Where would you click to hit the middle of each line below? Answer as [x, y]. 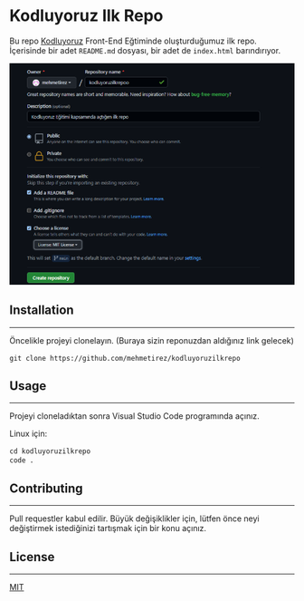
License [32, 557]
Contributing [46, 488]
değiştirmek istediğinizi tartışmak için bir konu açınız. [108, 528]
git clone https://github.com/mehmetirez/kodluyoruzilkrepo [125, 358]
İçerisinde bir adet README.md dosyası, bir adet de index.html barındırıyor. [145, 50]
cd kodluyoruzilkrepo [50, 451]
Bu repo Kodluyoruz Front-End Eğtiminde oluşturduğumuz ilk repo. [133, 41]
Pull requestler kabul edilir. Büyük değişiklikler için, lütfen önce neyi [134, 519]
